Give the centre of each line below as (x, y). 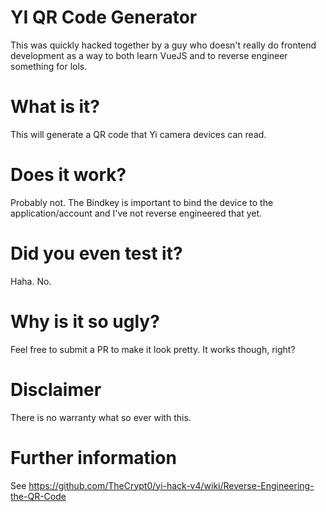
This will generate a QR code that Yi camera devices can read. (138, 134)
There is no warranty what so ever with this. (101, 417)
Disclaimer (56, 389)
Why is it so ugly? (85, 321)
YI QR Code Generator (104, 17)
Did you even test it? (96, 253)
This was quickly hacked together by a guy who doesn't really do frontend (163, 45)
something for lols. (49, 66)
